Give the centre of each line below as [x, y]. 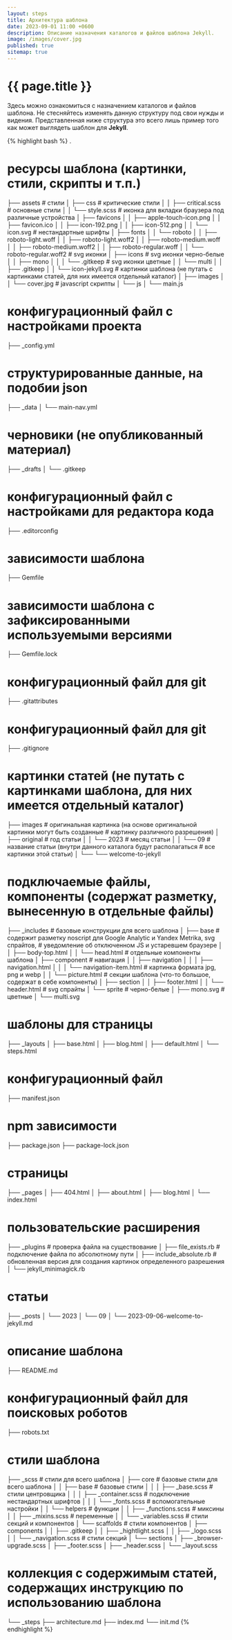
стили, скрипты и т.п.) [74, 183]
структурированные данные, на [105, 373]
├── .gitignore [28, 748]
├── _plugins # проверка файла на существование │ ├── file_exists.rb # [114, 1247]
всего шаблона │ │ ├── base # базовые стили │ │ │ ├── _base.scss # [110, 1487]
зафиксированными [69, 620]
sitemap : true [28, 53]
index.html [22, 1200]
